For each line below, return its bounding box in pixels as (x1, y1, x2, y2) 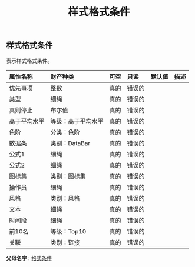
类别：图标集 (50, 172, 87, 180)
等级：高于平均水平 (50, 117, 104, 125)
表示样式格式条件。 (6, 57, 53, 64)
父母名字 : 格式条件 (6, 254, 52, 262)
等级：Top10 (50, 227, 87, 235)
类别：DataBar (50, 139, 91, 147)
